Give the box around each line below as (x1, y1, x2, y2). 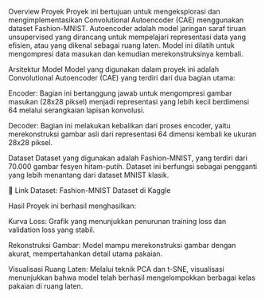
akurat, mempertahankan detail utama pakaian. (8, 249, 163, 258)
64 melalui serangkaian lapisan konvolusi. (8, 105, 145, 115)
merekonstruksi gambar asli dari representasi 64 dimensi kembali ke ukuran (8, 129, 257, 139)
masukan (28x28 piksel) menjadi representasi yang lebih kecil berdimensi (8, 97, 249, 106)
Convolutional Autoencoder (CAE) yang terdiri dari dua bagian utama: (8, 73, 236, 82)
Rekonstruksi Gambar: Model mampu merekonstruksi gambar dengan (8, 241, 236, 250)
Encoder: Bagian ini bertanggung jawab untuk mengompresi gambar (8, 89, 232, 98)
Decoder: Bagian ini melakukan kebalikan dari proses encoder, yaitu (8, 121, 231, 130)
